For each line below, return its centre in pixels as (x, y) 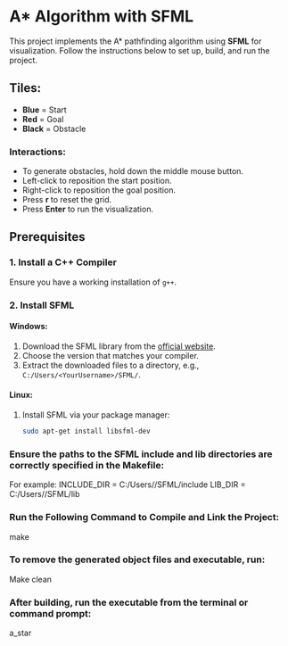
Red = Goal (43, 119)
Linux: (21, 395)
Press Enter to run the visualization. (88, 209)
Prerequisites (47, 237)
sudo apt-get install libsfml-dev (86, 431)
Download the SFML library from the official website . (119, 346)
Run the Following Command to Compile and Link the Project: (144, 518)
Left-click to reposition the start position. (97, 181)
